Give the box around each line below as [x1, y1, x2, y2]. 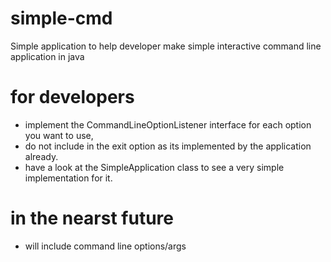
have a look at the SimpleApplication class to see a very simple [24, 161, 285, 173]
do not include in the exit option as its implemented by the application [24, 140, 312, 152]
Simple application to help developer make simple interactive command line [10, 40, 322, 52]
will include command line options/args [24, 240, 187, 252]
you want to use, [24, 129, 94, 141]
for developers [10, 86, 135, 109]
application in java [10, 50, 85, 62]
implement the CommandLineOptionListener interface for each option [24, 118, 312, 131]
